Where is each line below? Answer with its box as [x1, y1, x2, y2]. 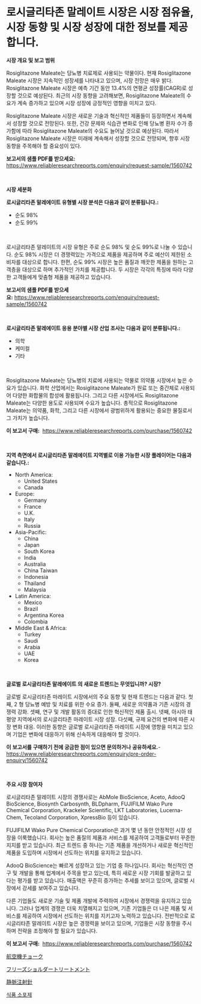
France [23, 503, 42, 510]
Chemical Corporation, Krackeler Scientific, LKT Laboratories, [6, 806, 159, 813]
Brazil [23, 605, 38, 612]
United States [23, 477, 58, 485]
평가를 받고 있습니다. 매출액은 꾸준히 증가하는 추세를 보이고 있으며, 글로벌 [17, 877, 189, 884]
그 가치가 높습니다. [6, 414, 50, 421]
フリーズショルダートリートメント [6, 966, 91, 973]
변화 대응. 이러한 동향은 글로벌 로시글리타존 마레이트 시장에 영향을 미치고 [12, 723, 182, 730]
